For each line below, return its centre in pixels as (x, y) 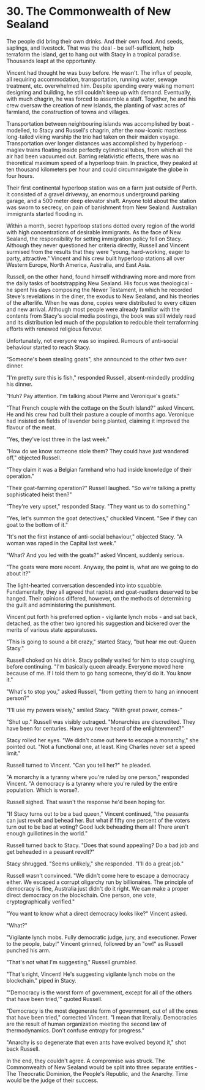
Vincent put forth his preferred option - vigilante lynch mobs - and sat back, (102, 616)
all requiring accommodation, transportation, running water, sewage (92, 79)
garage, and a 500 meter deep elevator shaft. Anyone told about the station (102, 201)
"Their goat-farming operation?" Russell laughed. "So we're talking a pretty (101, 488)
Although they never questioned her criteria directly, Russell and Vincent (98, 245)
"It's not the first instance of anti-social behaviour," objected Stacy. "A (95, 536)
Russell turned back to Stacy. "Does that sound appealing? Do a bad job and (102, 845)
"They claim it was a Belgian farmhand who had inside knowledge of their (99, 469)
